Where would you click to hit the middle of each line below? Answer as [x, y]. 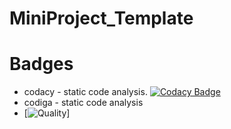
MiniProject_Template [101, 18]
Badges [41, 64]
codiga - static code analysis [83, 103]
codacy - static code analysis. [85, 92]
